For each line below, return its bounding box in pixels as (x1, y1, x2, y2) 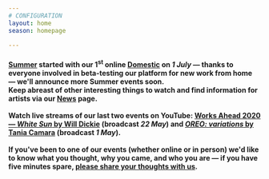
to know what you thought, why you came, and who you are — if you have (8, 153, 259, 162)
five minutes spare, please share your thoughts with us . (8, 161, 198, 171)
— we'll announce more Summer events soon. (8, 77, 165, 86)
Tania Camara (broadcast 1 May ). (8, 127, 122, 137)
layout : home (8, 19, 52, 27)
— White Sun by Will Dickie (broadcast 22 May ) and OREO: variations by (8, 119, 255, 129)
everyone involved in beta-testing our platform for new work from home (8, 68, 253, 78)
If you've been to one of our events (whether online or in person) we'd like (8, 145, 259, 154)
